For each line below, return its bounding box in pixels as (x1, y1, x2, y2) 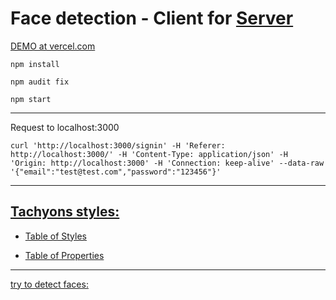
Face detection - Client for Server (10, 7, 294, 30)
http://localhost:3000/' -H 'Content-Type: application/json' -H (10, 149, 288, 159)
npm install (10, 59, 60, 69)
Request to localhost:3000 (10, 121, 120, 133)
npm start (10, 94, 52, 104)
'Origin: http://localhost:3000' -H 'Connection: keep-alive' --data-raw (10, 158, 325, 168)
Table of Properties (24, 249, 105, 261)
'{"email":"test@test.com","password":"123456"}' (10, 167, 222, 177)
